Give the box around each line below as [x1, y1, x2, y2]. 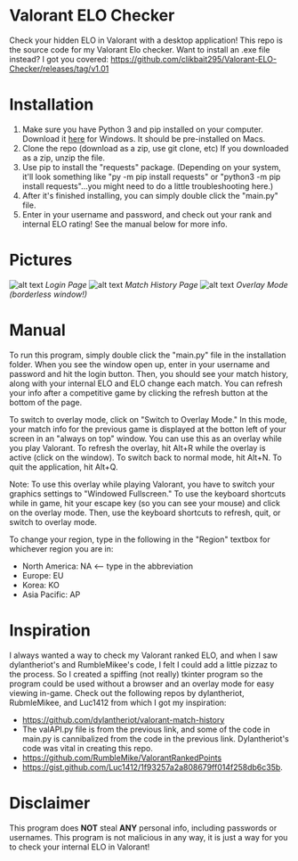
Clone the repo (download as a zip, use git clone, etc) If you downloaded [21, 143, 289, 153]
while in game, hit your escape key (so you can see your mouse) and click [9, 497, 280, 508]
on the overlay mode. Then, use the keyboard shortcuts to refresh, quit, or [9, 507, 281, 518]
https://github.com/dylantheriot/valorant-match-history [21, 714, 225, 725]
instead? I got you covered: [9, 53, 109, 64]
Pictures [9, 250, 73, 270]
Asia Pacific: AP [21, 589, 81, 600]
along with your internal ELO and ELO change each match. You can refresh [9, 378, 283, 389]
